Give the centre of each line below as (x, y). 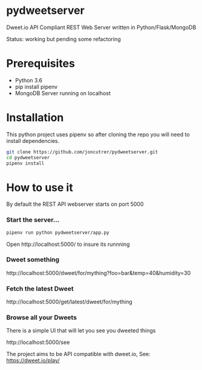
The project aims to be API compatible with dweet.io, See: (78, 354)
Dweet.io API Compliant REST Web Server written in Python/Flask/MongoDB (101, 27)
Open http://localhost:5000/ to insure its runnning (68, 244)
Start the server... (33, 220)
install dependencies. (33, 140)
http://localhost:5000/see (38, 342)
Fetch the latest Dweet (40, 288)
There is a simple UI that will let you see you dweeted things (81, 331)
